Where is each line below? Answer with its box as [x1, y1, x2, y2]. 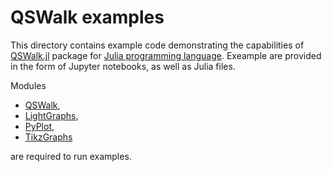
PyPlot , [24, 120, 55, 132]
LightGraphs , [24, 109, 79, 121]
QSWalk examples [10, 6, 165, 29]
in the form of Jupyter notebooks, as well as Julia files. [10, 60, 236, 72]
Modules [10, 79, 47, 91]
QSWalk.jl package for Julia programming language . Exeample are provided [10, 49, 322, 61]
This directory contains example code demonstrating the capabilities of [10, 39, 305, 51]
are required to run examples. [10, 150, 132, 162]
